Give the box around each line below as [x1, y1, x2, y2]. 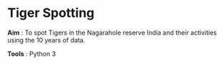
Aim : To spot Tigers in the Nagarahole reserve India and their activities [7, 28, 218, 37]
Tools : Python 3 [7, 49, 56, 58]
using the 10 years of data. [7, 35, 86, 44]
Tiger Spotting [7, 5, 95, 21]
